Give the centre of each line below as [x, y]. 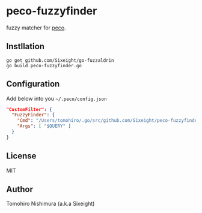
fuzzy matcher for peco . [36, 28]
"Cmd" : [25, 121]
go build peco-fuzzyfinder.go [44, 65]
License [21, 156]
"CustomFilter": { [29, 109]
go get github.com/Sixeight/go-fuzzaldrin [60, 60]
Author [20, 189]
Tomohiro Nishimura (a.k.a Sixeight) [50, 204]
